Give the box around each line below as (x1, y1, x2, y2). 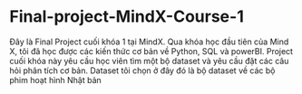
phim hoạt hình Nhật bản (9, 74, 102, 85)
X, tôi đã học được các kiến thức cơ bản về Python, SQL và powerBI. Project (9, 45, 293, 56)
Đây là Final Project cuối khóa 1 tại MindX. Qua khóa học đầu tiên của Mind (9, 36, 289, 47)
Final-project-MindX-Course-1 (9, 6, 245, 27)
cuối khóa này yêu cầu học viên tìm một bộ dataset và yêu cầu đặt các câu (9, 55, 289, 66)
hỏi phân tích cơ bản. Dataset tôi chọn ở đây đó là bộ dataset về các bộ (9, 65, 276, 76)
